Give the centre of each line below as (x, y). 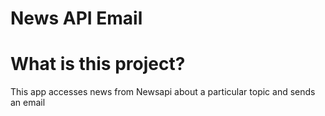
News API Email (76, 18)
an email (28, 103)
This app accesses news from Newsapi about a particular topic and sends (163, 92)
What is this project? (98, 64)
